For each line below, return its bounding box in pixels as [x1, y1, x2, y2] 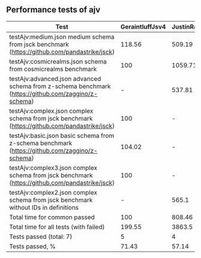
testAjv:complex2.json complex [9, 188, 98, 196]
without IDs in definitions [9, 203, 79, 211]
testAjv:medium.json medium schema [9, 32, 115, 41]
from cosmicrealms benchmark [9, 65, 97, 73]
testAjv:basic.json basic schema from [9, 131, 115, 139]
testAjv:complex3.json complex [9, 163, 98, 172]
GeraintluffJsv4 [120, 22, 166, 31]
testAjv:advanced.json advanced [9, 74, 102, 83]
